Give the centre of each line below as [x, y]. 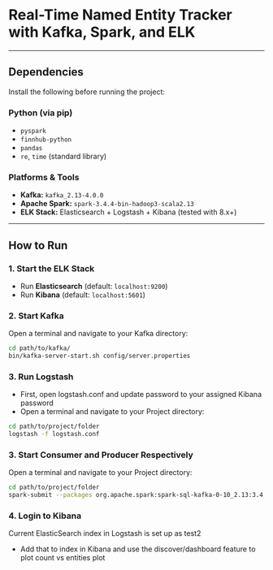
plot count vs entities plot [63, 558]
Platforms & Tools [44, 177]
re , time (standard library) [63, 157]
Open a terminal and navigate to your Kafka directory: [98, 334]
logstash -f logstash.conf [54, 434]
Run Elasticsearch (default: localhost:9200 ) [94, 287]
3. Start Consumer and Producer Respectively [101, 455]
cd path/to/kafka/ [39, 348]
